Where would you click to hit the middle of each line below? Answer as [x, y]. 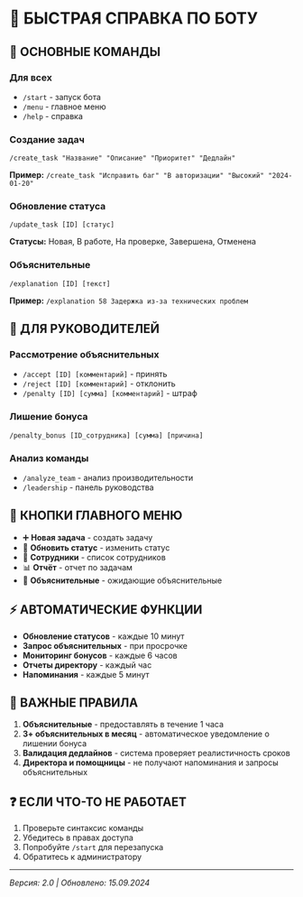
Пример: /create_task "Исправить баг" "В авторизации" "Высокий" [137, 175]
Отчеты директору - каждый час [87, 665]
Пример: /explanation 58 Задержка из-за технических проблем [129, 301]
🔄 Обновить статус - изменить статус [96, 547]
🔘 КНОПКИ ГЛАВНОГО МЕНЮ [96, 516]
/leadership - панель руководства [88, 487]
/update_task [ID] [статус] [62, 225]
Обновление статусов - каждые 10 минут [103, 636]
